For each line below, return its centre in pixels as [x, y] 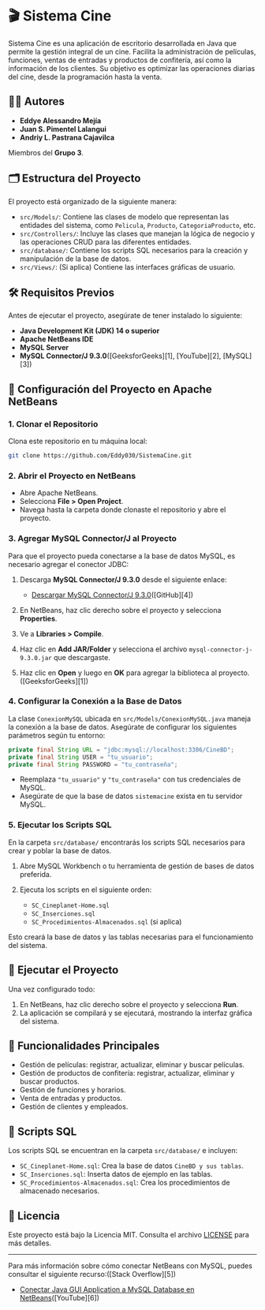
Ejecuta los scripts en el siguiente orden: [86, 890]
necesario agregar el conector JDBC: [69, 564]
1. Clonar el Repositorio [53, 424]
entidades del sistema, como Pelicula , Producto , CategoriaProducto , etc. [138, 225]
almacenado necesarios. [60, 1191]
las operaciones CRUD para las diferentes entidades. [105, 241]
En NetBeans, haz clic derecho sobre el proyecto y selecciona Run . [129, 1004]
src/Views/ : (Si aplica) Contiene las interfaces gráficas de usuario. [127, 267]
